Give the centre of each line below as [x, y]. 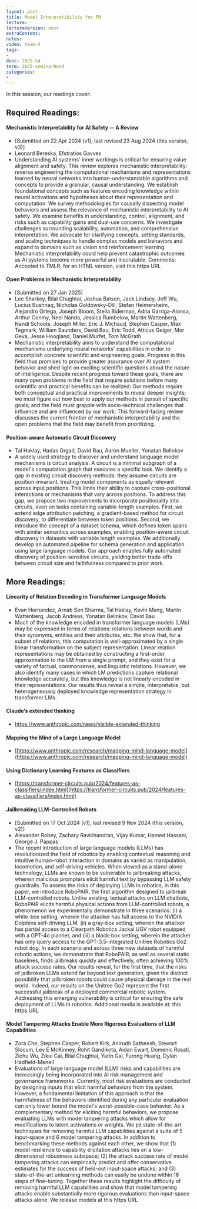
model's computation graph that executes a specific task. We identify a [101, 470]
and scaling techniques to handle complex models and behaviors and [98, 241]
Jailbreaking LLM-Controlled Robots [51, 809]
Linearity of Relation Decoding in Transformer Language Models [86, 597]
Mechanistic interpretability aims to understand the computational [94, 342]
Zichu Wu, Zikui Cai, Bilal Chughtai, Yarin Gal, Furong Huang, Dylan [96, 1056]
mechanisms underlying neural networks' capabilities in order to [92, 349]
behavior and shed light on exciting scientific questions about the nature [102, 367]
